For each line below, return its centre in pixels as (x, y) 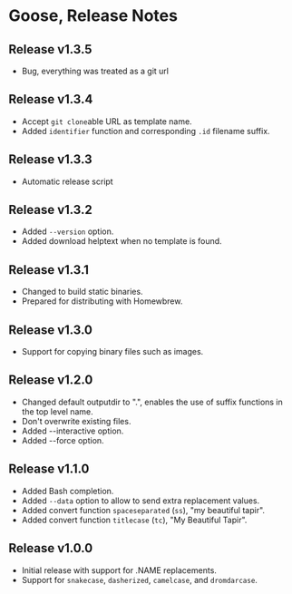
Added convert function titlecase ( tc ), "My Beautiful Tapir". (134, 520)
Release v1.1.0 (49, 469)
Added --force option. (63, 440)
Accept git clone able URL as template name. (107, 121)
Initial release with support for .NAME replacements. (119, 570)
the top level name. (58, 411)
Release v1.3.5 (50, 49)
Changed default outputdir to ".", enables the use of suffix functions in (152, 402)
